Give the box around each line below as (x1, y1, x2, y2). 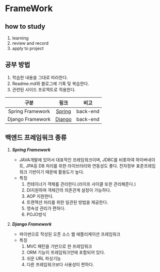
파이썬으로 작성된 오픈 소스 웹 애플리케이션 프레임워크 (19, 231, 121, 237)
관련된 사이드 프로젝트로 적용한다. (12, 86, 76, 92)
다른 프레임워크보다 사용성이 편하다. (26, 261, 95, 267)
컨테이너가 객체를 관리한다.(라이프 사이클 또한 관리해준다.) (26, 181, 136, 187)
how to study (5, 22, 46, 31)
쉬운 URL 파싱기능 (26, 255, 61, 261)
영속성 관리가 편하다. (26, 205, 66, 211)
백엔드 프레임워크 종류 (5, 134, 67, 142)
